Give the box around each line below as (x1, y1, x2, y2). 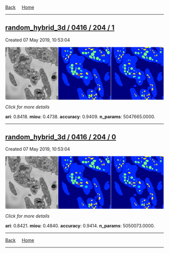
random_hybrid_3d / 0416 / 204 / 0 (5, 133, 117, 141)
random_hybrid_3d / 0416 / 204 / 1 (5, 24, 115, 32)
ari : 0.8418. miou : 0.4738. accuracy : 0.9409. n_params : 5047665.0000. (5, 113, 156, 120)
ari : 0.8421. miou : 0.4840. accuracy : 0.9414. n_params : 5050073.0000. (5, 223, 155, 229)
